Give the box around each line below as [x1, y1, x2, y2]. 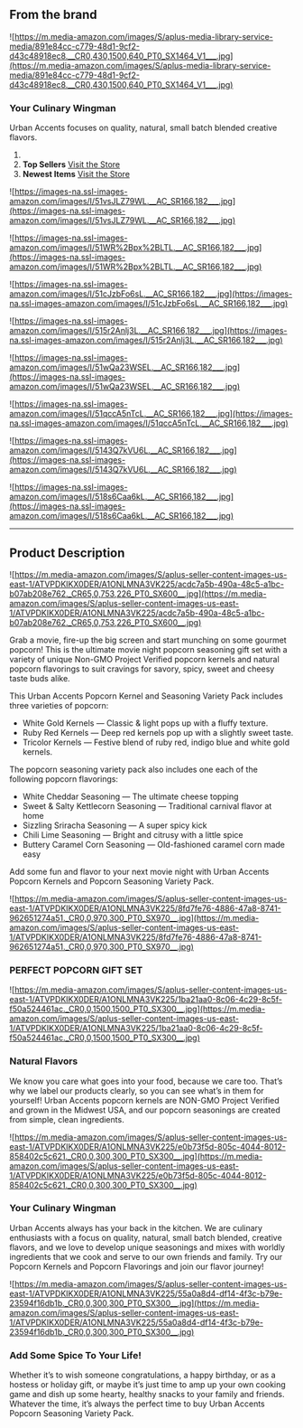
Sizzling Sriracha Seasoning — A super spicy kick [22, 820, 207, 831]
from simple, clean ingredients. [9, 1113, 124, 1124]
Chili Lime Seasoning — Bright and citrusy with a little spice [22, 829, 243, 840]
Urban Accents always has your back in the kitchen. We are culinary [9, 1222, 263, 1233]
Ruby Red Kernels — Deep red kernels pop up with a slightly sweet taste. [22, 727, 294, 737]
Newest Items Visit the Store [22, 169, 131, 180]
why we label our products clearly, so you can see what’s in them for [9, 1085, 264, 1096]
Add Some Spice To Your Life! [9, 1348, 142, 1361]
